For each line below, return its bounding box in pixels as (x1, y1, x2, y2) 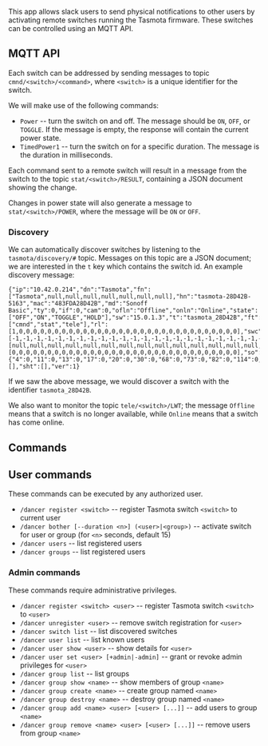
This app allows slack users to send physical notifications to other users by (8, 7, 255, 16)
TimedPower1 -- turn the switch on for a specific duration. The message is (19, 142, 260, 151)
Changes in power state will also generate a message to (8, 197, 192, 207)
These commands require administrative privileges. (8, 585, 177, 595)
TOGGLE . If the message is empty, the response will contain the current (19, 124, 249, 134)
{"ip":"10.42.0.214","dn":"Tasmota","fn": (8, 285, 152, 294)
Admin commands (8, 567, 81, 578)
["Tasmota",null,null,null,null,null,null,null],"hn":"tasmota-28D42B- (8, 293, 251, 301)
